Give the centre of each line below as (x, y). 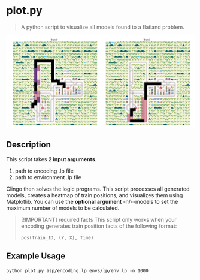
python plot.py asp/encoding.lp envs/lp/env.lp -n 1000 (77, 270)
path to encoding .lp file (44, 171)
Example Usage (36, 256)
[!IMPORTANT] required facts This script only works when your (99, 219)
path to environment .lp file (48, 177)
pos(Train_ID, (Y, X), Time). (59, 237)
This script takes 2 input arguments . (51, 159)
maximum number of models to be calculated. (63, 208)
